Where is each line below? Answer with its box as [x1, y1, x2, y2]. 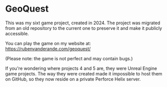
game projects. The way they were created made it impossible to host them [5, 70, 163, 76]
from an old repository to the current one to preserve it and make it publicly [5, 25, 162, 31]
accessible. [5, 30, 29, 36]
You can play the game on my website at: [5, 40, 91, 46]
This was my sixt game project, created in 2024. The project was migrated [5, 20, 160, 26]
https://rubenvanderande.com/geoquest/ [5, 46, 91, 52]
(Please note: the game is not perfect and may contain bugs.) [5, 55, 133, 61]
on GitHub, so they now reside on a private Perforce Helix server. [5, 76, 141, 82]
